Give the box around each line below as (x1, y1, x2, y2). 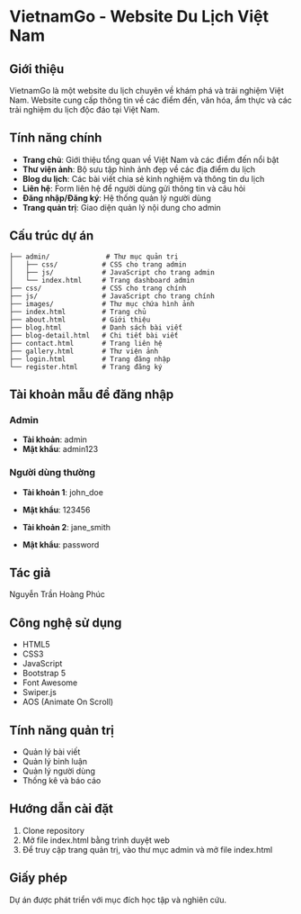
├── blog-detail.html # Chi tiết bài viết (9, 330, 179, 339)
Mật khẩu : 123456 (22, 504, 91, 515)
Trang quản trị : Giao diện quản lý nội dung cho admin (22, 202, 222, 213)
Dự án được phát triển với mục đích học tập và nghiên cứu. (9, 894, 227, 905)
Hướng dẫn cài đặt (9, 801, 114, 817)
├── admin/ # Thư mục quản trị (9, 252, 179, 261)
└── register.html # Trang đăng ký (9, 362, 164, 371)
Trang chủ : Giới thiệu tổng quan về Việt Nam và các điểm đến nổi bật (22, 154, 279, 165)
